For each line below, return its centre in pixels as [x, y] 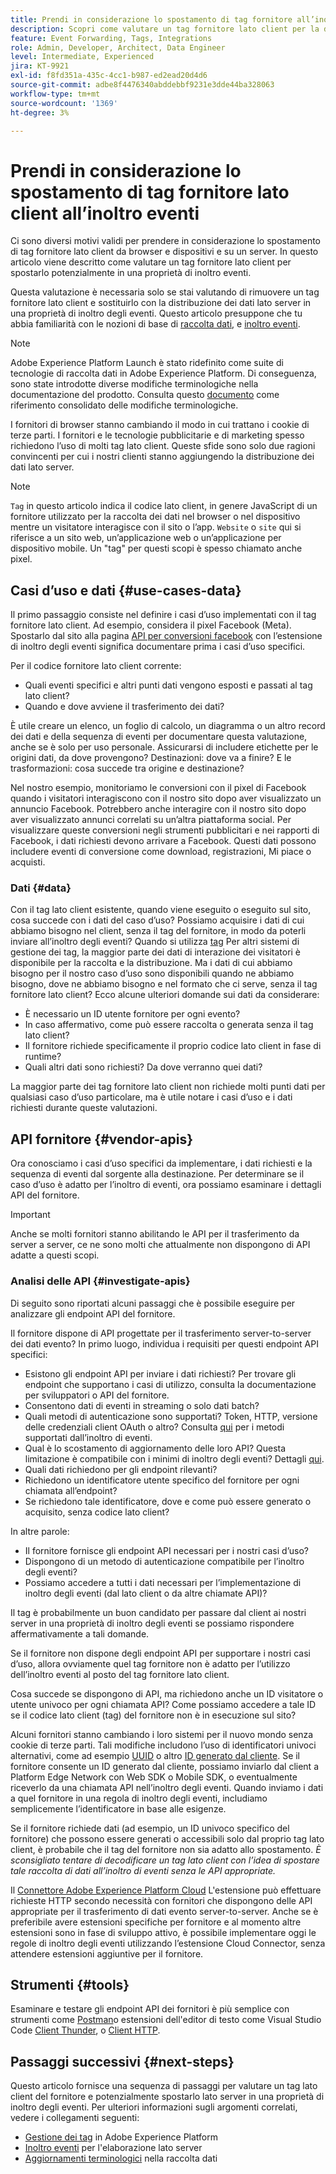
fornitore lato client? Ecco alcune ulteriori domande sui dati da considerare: [165, 995]
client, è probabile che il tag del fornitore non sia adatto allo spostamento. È [166, 1849]
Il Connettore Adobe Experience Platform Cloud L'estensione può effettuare [166, 1890]
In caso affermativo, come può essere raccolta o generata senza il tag [169, 1025]
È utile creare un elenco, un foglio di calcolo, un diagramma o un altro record [168, 726]
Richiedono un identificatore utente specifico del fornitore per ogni [162, 1480]
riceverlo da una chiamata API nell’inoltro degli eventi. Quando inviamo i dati [167, 1787]
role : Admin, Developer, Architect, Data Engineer [118, 47]
